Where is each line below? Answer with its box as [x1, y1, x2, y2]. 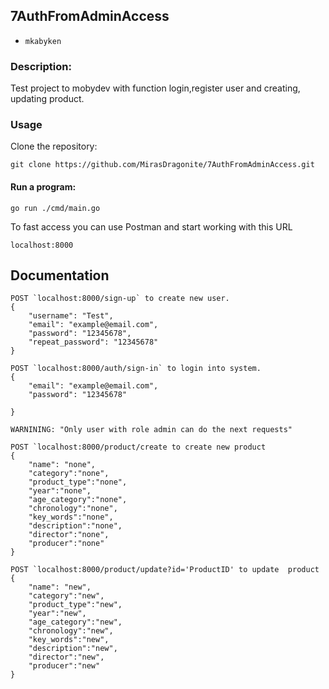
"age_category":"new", [28, 617, 123, 628]
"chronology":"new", [28, 626, 114, 636]
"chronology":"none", [28, 504, 118, 514]
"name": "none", [28, 460, 97, 470]
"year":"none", [28, 486, 92, 496]
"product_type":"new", [28, 600, 123, 610]
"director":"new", [28, 652, 105, 663]
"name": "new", [28, 582, 92, 593]
